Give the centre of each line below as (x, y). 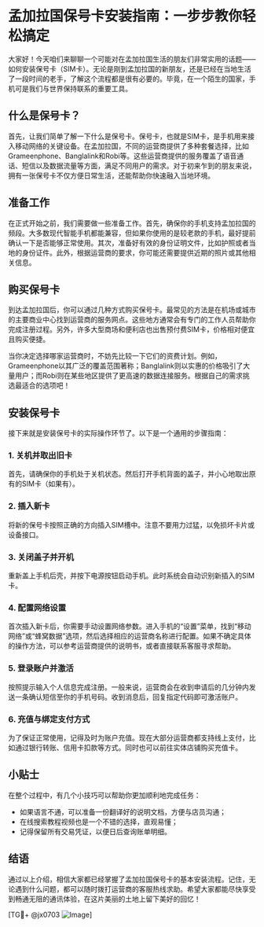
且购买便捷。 (29, 340)
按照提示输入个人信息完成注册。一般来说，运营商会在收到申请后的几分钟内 (128, 687)
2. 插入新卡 (29, 506)
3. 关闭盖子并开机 (41, 557)
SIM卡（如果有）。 (51, 484)
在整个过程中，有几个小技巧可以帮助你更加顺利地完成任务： (104, 795)
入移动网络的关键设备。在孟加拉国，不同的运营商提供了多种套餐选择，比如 (128, 145)
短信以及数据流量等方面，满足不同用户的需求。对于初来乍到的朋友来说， (139, 165)
